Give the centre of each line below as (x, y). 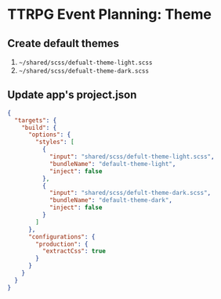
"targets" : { (36, 120)
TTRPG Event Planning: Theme (110, 14)
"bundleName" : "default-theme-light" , (112, 164)
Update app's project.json (72, 95)
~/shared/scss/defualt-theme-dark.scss (84, 71)
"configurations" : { (62, 236)
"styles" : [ (55, 142)
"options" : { (49, 135)
